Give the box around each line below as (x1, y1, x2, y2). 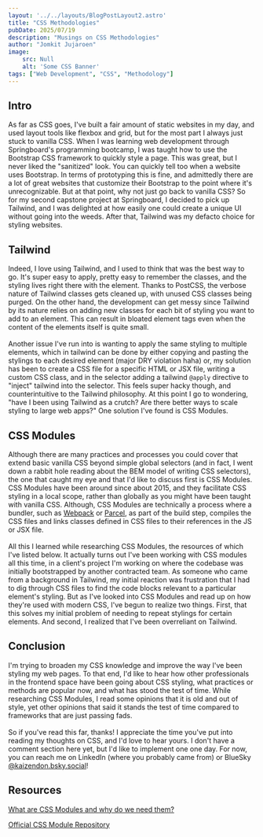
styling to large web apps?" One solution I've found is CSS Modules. (8, 406, 229, 415)
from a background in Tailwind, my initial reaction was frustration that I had (8, 575, 250, 584)
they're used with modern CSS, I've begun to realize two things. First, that (8, 600, 247, 610)
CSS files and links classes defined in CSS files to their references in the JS (8, 517, 253, 526)
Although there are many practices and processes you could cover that (8, 450, 239, 459)
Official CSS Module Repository (8, 820, 110, 829)
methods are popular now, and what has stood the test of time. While (8, 685, 232, 695)
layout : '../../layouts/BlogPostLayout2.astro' (8, 11, 167, 20)
